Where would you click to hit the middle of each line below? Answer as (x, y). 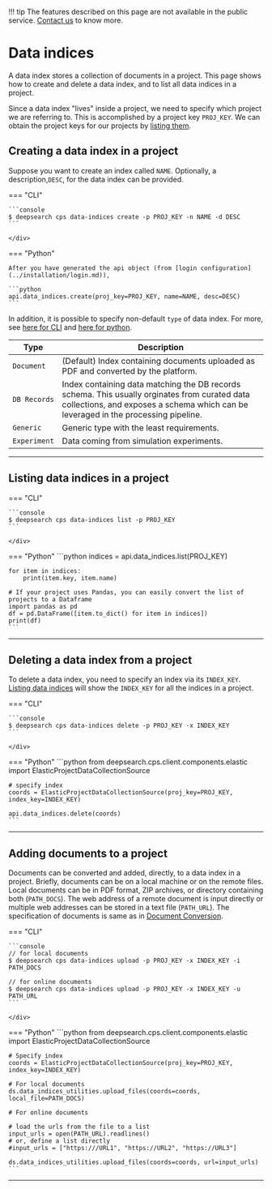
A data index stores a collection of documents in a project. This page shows (135, 75)
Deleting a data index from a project (100, 660)
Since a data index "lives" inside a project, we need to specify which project (135, 108)
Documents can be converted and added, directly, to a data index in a (125, 873)
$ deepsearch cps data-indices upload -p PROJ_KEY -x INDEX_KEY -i (125, 961)
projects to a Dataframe (50, 599)
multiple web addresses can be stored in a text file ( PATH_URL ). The (119, 908)
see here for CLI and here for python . (70, 327)
